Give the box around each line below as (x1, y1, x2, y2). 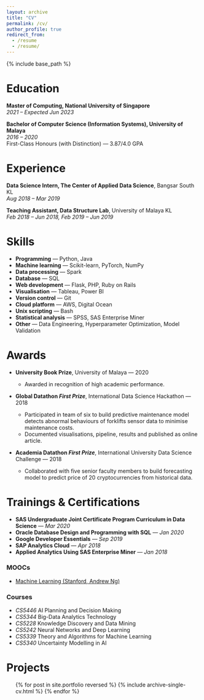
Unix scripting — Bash (15, 307, 74, 314)
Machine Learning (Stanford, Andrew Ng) (15, 577, 120, 585)
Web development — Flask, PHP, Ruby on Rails (15, 281, 136, 289)
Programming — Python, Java (15, 255, 93, 262)
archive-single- (147, 681, 186, 688)
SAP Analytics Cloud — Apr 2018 (15, 542, 101, 549)
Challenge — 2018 (15, 455, 62, 462)
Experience (6, 161, 66, 175)
